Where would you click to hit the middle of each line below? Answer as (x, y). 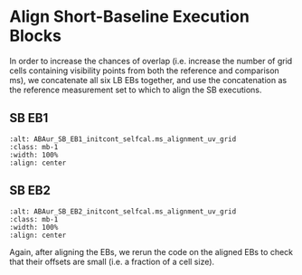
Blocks (35, 36)
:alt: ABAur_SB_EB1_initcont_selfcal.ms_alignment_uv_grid (123, 139)
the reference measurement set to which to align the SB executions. (136, 90)
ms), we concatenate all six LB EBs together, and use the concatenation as (148, 80)
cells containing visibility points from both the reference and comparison (145, 71)
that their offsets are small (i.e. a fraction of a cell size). (112, 261)
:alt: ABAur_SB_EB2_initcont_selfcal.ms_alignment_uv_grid (123, 211)
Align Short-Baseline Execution (130, 17)
